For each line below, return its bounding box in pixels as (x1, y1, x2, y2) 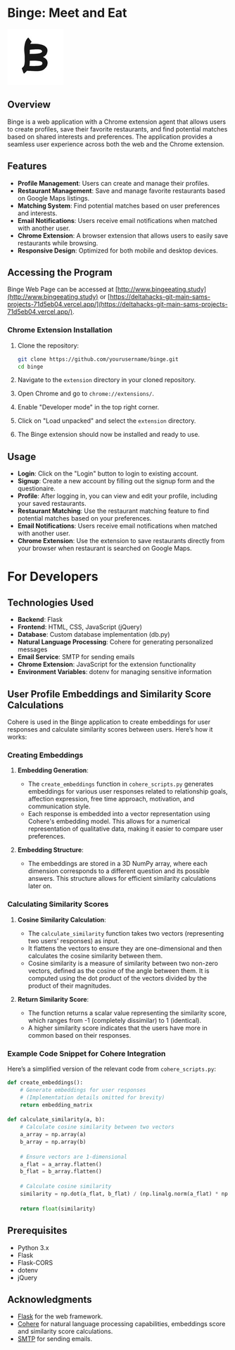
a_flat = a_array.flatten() (20, 1161, 102, 1168)
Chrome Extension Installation (7, 325, 113, 335)
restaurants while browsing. (17, 238, 99, 247)
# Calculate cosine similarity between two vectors (20, 1123, 174, 1131)
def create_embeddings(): (7, 1078, 83, 1086)
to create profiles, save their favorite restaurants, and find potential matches (7, 125, 228, 133)
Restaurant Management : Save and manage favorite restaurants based (17, 186, 226, 195)
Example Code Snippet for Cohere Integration (7, 1048, 166, 1058)
